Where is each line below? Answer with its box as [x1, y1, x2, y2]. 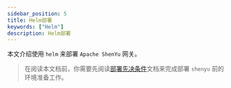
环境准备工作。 [24, 73, 68, 82]
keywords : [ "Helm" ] [7, 23, 64, 30]
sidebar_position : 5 [7, 10, 68, 17]
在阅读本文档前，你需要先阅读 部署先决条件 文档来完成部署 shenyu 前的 [24, 64, 225, 73]
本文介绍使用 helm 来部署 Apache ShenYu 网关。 [7, 50, 141, 58]
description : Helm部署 [7, 29, 71, 37]
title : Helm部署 [7, 17, 52, 24]
